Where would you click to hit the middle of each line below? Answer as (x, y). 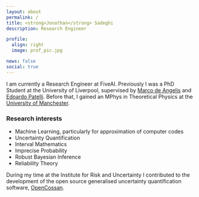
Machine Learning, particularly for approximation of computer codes (99, 131)
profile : (17, 40)
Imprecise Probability (41, 150)
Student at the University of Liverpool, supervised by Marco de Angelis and (99, 90)
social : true (22, 66)
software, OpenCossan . (35, 187)
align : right (28, 45)
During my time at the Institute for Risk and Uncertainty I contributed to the (98, 175)
